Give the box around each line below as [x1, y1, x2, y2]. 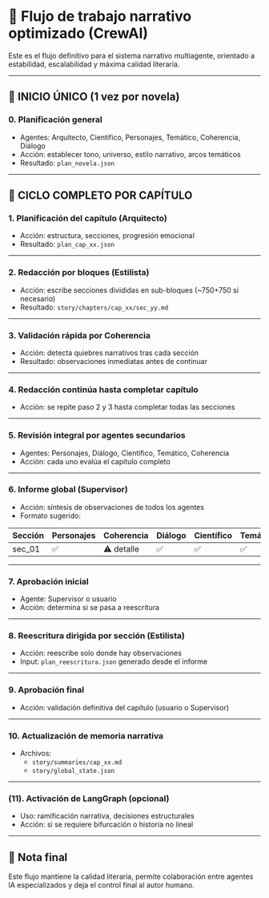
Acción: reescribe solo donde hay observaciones [19, 649, 183, 658]
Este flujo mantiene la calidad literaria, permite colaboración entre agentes [8, 872, 254, 881]
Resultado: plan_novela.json [19, 158, 115, 168]
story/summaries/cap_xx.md [31, 758, 122, 767]
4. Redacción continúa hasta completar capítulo [8, 384, 199, 395]
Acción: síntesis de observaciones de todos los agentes [19, 502, 204, 512]
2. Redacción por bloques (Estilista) [8, 267, 150, 278]
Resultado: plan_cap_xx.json [19, 240, 115, 249]
